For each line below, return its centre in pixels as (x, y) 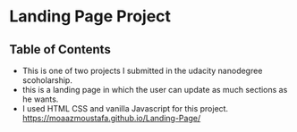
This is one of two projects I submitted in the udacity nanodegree (142, 70)
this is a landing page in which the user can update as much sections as (155, 90)
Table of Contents (60, 49)
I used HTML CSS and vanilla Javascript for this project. (125, 108)
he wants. (40, 99)
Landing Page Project (90, 16)
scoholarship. (47, 80)
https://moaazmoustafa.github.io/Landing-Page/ (111, 118)
